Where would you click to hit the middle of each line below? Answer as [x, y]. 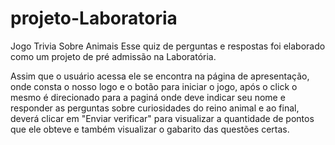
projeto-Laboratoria [94, 18]
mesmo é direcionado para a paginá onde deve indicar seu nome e [148, 97]
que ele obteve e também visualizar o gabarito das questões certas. [150, 129]
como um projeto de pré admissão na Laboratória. [113, 56]
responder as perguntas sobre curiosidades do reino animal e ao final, [155, 108]
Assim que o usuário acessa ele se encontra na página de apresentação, [160, 76]
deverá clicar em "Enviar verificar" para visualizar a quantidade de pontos [162, 118]
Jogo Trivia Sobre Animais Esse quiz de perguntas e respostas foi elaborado [168, 46]
